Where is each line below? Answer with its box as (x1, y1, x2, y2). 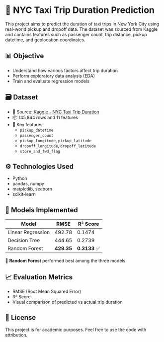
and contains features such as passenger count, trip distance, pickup (5, 31, 148, 37)
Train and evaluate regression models (12, 78, 89, 84)
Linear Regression (7, 229, 50, 236)
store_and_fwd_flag (19, 149, 61, 154)
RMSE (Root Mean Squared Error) (12, 288, 82, 294)
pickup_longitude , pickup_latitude (19, 137, 92, 143)
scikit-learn (12, 191, 36, 197)
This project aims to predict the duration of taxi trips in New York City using (5, 21, 160, 27)
